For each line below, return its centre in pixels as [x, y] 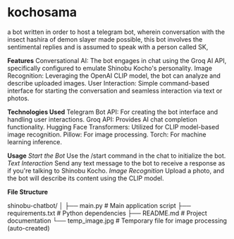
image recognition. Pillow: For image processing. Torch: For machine [107, 134]
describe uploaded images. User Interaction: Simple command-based [109, 83]
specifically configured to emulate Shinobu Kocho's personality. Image [110, 68]
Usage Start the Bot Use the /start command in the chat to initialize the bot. [117, 156]
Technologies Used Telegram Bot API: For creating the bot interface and [113, 112]
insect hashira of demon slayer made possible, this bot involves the [105, 39]
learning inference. [35, 141]
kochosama [42, 12]
